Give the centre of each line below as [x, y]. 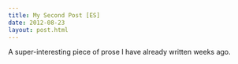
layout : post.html [38, 30]
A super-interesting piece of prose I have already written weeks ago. [119, 52]
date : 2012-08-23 [37, 23]
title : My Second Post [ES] [54, 15]
